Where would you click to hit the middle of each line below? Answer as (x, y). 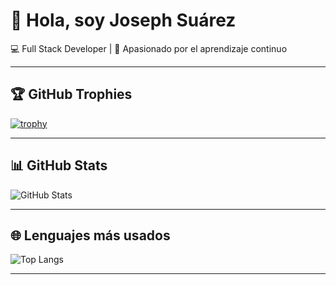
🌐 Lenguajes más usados (90, 235)
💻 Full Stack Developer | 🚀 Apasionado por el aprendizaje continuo (149, 48)
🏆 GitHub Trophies (71, 94)
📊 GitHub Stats (59, 165)
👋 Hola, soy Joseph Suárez (123, 20)
